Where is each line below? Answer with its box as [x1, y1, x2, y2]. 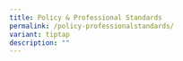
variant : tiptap [9, 30, 70, 39]
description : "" [9, 38, 70, 48]
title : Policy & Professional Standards [9, 13, 163, 22]
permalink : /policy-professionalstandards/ [9, 22, 175, 30]
